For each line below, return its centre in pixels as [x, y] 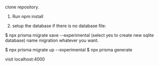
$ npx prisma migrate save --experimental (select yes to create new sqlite [79, 35]
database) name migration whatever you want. [52, 40]
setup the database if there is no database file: [59, 26]
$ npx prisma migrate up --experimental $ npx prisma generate [69, 50]
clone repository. [22, 7]
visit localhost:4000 [25, 59]
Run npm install [28, 16]
